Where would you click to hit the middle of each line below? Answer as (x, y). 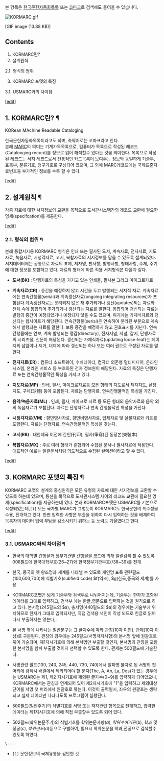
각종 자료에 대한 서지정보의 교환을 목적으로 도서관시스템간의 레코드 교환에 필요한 (82, 210)
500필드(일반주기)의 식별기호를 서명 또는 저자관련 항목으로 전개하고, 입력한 (84, 706)
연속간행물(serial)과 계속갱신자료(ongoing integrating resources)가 (87, 296)
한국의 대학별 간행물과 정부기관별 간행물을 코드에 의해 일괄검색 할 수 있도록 (83, 556)
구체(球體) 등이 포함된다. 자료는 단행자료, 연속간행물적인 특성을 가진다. (90, 391)
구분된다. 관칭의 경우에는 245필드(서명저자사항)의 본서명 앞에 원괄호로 (90, 636)
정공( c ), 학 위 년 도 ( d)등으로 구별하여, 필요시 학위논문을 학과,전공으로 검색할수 (84, 728)
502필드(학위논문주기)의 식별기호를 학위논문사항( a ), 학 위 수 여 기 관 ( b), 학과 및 (85, 722)
